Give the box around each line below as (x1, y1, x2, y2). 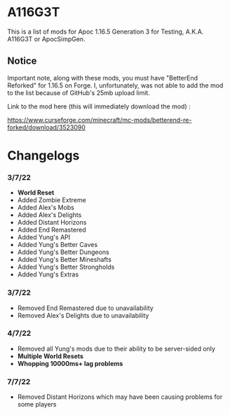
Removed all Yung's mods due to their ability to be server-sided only (17, 344, 216, 353)
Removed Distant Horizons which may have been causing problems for (17, 393, 223, 401)
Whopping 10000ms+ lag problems (17, 359, 123, 367)
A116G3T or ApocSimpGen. (7, 34, 86, 43)
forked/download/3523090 (7, 123, 86, 132)
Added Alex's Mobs (17, 204, 75, 212)
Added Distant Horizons (17, 218, 87, 227)
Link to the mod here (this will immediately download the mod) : (7, 102, 191, 111)
